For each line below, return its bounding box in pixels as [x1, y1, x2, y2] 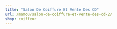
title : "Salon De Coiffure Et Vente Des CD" [5, 7, 99, 12]
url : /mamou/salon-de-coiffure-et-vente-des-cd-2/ [5, 12, 113, 17]
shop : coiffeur [5, 16, 37, 21]
